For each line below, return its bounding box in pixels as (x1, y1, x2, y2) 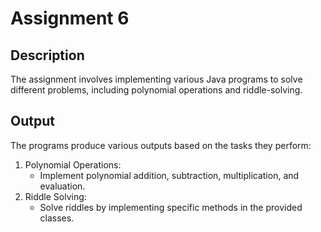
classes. (39, 212, 75, 224)
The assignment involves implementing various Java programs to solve (10, 73, 303, 85)
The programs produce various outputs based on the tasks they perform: (10, 139, 312, 151)
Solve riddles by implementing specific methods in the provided (39, 201, 303, 213)
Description (10, 47, 85, 64)
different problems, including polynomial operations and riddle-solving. (10, 84, 303, 96)
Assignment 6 (10, 7, 130, 30)
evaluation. (39, 180, 86, 192)
